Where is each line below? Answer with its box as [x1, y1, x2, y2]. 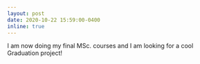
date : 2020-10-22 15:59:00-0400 [7, 17, 100, 23]
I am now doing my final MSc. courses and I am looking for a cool [7, 42, 194, 50]
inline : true [7, 23, 45, 30]
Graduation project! [7, 49, 63, 57]
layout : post [7, 10, 45, 17]
